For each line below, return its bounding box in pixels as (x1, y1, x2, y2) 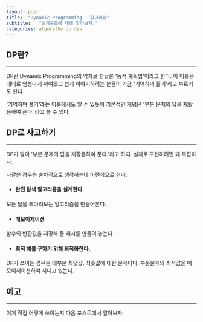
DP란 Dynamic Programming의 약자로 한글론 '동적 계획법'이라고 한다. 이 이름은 (6, 73, 195, 80)
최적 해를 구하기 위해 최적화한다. (14, 245, 91, 252)
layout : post (6, 8, 39, 15)
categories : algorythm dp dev (6, 25, 83, 32)
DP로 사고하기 (6, 128, 56, 138)
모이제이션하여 (6, 267, 41, 274)
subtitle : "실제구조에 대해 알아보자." (6, 20, 98, 26)
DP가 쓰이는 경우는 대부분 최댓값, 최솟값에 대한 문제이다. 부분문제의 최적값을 (6, 260, 186, 267)
